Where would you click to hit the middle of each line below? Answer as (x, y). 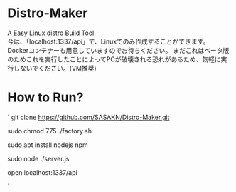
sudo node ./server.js (38, 158)
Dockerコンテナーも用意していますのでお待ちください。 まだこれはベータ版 (118, 50)
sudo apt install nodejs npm (48, 145)
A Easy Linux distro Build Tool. (52, 33)
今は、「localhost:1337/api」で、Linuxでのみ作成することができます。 (108, 41)
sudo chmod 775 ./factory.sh (50, 131)
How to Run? (45, 97)
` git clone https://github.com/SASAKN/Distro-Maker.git (88, 117)
